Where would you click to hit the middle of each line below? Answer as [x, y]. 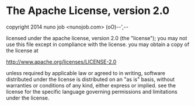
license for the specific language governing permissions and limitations [92, 91]
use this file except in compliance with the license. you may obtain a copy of [98, 44]
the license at [22, 50]
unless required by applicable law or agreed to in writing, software [86, 73]
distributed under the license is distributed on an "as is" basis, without [90, 79]
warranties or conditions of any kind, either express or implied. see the [91, 85]
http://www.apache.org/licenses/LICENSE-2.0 [61, 62]
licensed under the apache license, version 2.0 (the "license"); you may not [97, 38]
